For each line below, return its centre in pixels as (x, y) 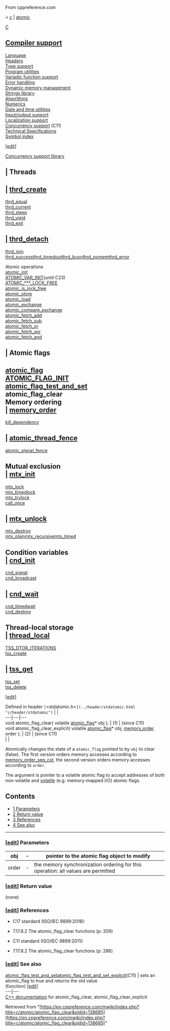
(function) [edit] (22, 986)
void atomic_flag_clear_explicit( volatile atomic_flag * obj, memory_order (80, 728)
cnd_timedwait (20, 606)
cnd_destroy (18, 612)
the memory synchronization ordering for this (88, 864)
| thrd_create (26, 189)
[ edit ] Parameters (27, 843)
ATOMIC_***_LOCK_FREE (32, 283)
